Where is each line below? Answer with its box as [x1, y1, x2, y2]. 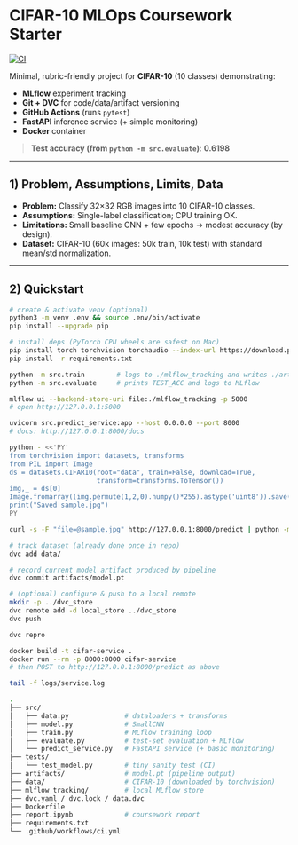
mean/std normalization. [21, 248, 112, 258]
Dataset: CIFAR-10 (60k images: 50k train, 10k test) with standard [21, 238, 263, 249]
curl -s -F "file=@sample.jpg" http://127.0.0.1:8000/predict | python [9, 525, 279, 533]
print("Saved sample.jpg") [9, 501, 109, 510]
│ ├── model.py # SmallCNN [9, 720, 165, 729]
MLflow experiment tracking [21, 88, 127, 99]
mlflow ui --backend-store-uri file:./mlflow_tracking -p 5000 [9, 394, 248, 404]
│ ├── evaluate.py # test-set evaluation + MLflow [9, 736, 244, 746]
